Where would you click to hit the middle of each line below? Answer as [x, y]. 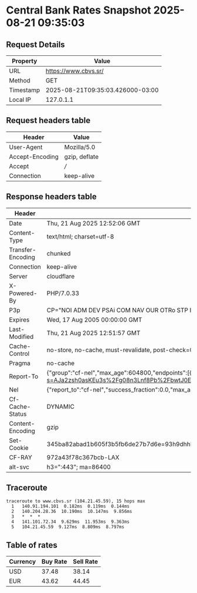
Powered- [23, 293]
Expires [19, 320]
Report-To [24, 376]
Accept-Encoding [34, 157]
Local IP [20, 100]
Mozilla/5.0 [80, 147]
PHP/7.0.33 [63, 293]
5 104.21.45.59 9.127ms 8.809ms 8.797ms [68, 527]
